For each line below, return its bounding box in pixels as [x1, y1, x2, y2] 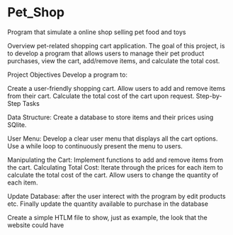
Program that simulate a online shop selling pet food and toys [7, 28, 186, 36]
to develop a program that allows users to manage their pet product [7, 49, 205, 58]
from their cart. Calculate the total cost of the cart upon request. [7, 92, 195, 100]
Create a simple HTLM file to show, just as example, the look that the [7, 213, 208, 222]
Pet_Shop [7, 4, 65, 21]
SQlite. [7, 120, 27, 129]
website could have [7, 221, 64, 229]
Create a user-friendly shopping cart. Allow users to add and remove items [7, 84, 226, 92]
